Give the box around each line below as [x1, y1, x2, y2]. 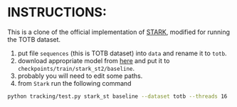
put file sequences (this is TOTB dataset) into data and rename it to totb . [17, 49, 227, 57]
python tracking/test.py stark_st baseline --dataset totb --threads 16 [7, 93, 228, 100]
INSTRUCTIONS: [7, 4, 107, 21]
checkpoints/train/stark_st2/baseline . [17, 64, 135, 72]
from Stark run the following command [17, 79, 132, 87]
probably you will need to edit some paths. [17, 72, 143, 80]
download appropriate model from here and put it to [17, 56, 170, 64]
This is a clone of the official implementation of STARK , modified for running [7, 28, 230, 36]
